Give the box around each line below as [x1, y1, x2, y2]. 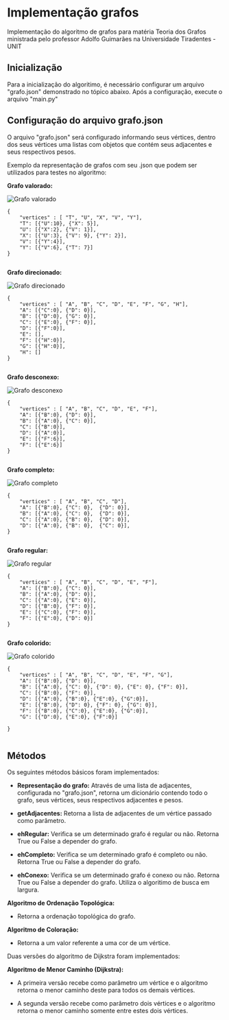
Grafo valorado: [7, 181, 53, 189]
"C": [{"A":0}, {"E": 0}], [19, 596, 97, 603]
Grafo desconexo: [7, 373, 60, 381]
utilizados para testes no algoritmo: [7, 168, 107, 176]
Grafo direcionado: [7, 268, 62, 276]
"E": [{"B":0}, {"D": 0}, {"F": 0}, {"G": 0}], [19, 702, 158, 708]
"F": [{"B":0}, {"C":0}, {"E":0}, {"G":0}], [19, 707, 149, 715]
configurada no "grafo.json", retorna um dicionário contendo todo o [16, 789, 208, 797]
